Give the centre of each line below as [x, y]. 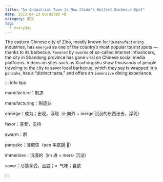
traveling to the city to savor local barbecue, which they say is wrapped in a [81, 68]
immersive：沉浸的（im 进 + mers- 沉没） [47, 156]
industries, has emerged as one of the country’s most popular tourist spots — [81, 47]
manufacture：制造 [24, 93]
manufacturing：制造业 [29, 103]
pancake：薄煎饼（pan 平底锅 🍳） [40, 145]
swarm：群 [16, 134]
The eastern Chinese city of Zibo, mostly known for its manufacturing [74, 42]
